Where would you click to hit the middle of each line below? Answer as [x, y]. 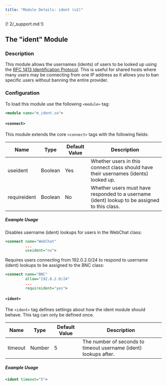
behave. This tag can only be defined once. [50, 315]
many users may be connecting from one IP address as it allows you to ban [82, 75]
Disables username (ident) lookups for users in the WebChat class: [74, 232]
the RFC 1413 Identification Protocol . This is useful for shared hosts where [81, 69]
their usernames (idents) [120, 173]
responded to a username [121, 194]
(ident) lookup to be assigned [125, 200]
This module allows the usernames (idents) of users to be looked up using [81, 64]
